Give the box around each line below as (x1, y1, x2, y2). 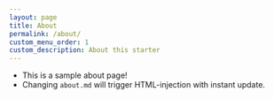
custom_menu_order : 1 (9, 37, 90, 47)
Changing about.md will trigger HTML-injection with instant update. (21, 80, 266, 90)
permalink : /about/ (9, 29, 82, 38)
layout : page (9, 12, 58, 22)
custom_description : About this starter (9, 46, 161, 55)
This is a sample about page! (21, 70, 128, 80)
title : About (9, 21, 58, 30)
